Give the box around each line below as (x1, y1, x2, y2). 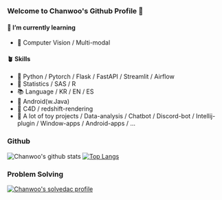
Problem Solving (7, 169, 64, 179)
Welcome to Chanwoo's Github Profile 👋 (7, 6, 144, 16)
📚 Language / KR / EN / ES (16, 87, 94, 96)
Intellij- (195, 112, 216, 120)
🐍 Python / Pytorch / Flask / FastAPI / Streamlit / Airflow (16, 72, 175, 81)
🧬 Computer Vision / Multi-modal (16, 38, 111, 47)
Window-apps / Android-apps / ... (40, 120, 136, 128)
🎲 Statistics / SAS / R (16, 80, 76, 88)
